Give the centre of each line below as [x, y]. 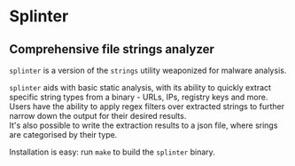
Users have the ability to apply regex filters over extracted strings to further [147, 107]
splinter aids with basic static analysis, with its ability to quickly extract [140, 87]
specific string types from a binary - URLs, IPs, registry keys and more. [139, 97]
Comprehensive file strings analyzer [112, 49]
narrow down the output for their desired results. [98, 116]
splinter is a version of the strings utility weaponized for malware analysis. [148, 70]
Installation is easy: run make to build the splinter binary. [112, 152]
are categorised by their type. [63, 134]
